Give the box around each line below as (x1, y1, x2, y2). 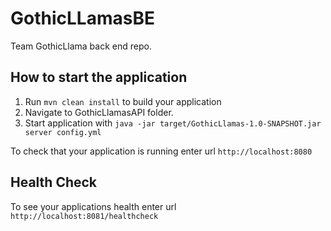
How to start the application (10, 69, 188, 86)
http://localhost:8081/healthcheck (10, 211, 159, 221)
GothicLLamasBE (10, 7, 155, 30)
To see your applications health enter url (10, 200, 177, 212)
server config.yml (24, 127, 102, 137)
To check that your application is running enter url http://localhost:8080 (10, 145, 313, 157)
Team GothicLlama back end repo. (10, 40, 152, 52)
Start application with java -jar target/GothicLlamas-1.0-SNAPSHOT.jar (24, 117, 322, 129)
